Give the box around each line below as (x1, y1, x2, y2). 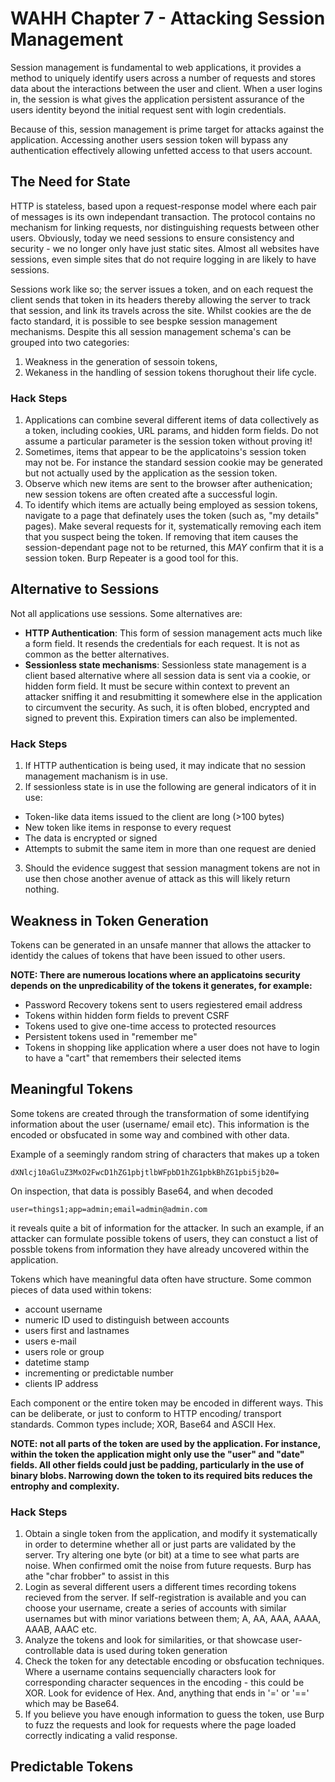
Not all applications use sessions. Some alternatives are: (10, 607, 243, 619)
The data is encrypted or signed (24, 832, 158, 844)
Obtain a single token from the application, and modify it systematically (24, 1528, 318, 1540)
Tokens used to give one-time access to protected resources (24, 1020, 277, 1032)
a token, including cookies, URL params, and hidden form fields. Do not (24, 425, 319, 437)
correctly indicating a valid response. (24, 1730, 178, 1742)
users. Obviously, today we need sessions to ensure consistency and (10, 232, 295, 244)
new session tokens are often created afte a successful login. (24, 488, 278, 501)
